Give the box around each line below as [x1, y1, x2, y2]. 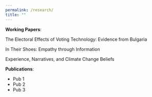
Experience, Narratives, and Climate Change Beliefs [5, 56, 115, 62]
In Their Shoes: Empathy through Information [5, 46, 100, 52]
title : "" [5, 12, 27, 17]
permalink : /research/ [5, 7, 54, 13]
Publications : [5, 66, 34, 72]
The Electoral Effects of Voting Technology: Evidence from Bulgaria [5, 36, 147, 42]
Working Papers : [5, 26, 42, 32]
